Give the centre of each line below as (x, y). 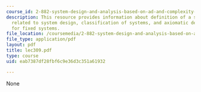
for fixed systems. (36, 28)
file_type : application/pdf (41, 39)
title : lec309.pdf (29, 50)
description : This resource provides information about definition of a (99, 17)
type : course (22, 56)
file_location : (25, 34)
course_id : (20, 12)
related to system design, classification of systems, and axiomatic (100, 23)
